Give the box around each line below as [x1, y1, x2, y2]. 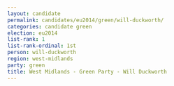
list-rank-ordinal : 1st [7, 42, 77, 49]
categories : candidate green [7, 23, 92, 30]
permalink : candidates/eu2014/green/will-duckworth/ [7, 17, 164, 24]
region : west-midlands [7, 55, 73, 62]
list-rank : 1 [7, 36, 45, 43]
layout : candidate [7, 10, 61, 17]
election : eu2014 [7, 29, 58, 37]
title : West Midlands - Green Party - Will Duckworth [7, 68, 168, 75]
